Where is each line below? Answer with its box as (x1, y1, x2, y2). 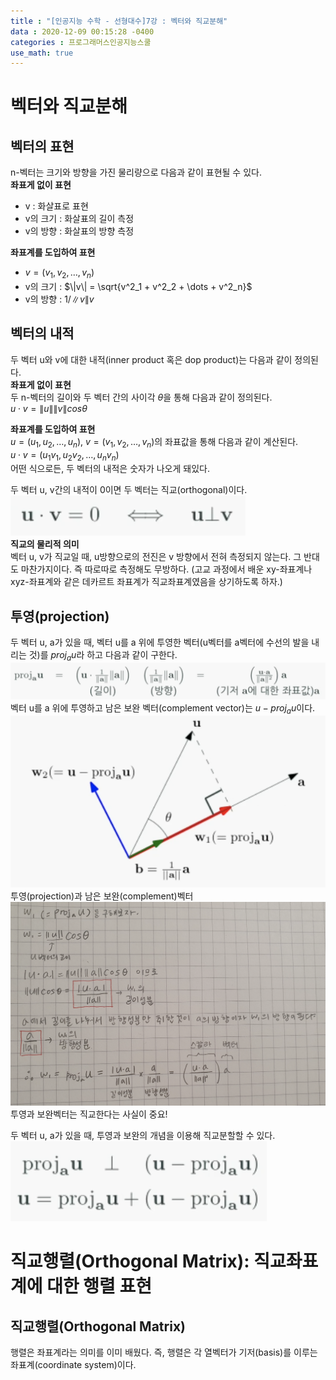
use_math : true (10, 48, 74, 58)
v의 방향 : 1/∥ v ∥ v (24, 293, 95, 305)
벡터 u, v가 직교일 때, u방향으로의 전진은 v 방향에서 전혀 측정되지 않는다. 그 (10, 551, 302, 563)
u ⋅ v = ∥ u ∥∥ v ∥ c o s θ (10, 402, 88, 414)
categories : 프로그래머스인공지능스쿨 (10, 37, 152, 47)
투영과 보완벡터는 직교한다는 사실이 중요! (10, 1108, 168, 1120)
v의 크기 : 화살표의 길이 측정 (24, 213, 135, 225)
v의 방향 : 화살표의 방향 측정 (24, 225, 135, 237)
